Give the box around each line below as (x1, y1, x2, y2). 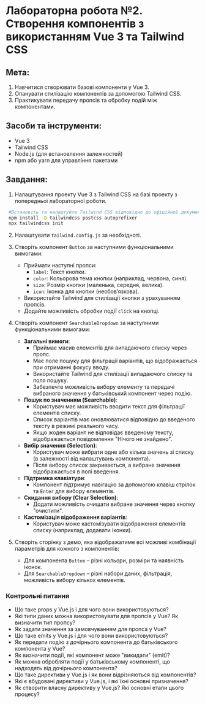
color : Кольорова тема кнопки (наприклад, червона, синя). (32, 275, 188, 282)
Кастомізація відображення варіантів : (23, 513, 128, 521)
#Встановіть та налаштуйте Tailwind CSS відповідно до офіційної (8, 209, 179, 215)
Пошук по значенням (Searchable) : (23, 396, 117, 404)
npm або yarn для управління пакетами (14, 156, 118, 164)
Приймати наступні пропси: (23, 262, 97, 269)
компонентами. (14, 103, 56, 110)
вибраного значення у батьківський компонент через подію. (32, 390, 192, 397)
